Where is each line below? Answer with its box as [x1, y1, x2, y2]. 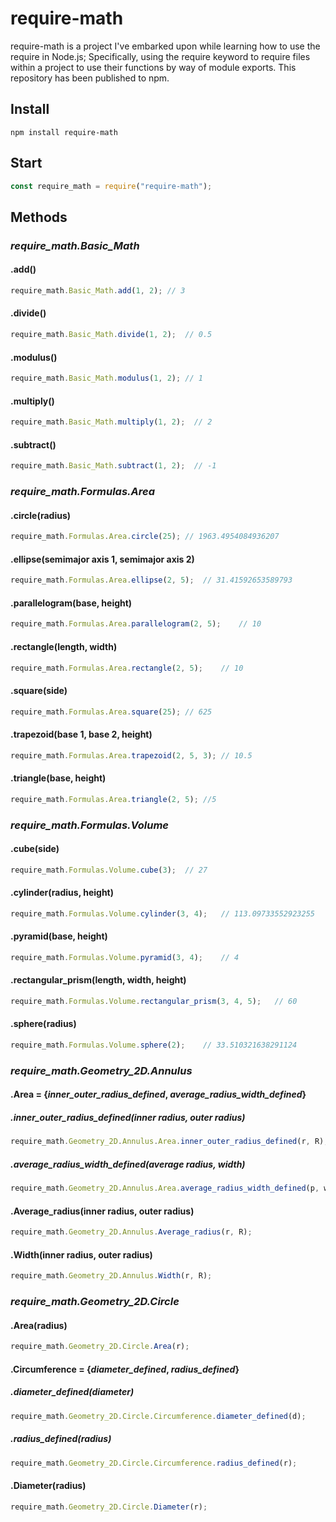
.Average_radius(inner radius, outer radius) [10, 1205, 195, 1217]
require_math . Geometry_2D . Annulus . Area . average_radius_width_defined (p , [10, 1183, 320, 1194]
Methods [10, 208, 68, 226]
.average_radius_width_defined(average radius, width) [10, 1158, 246, 1170]
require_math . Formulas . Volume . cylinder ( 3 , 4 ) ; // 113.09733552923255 [10, 908, 315, 919]
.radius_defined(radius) [10, 1433, 112, 1445]
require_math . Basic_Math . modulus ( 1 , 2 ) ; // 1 [10, 373, 203, 384]
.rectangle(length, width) [10, 640, 118, 652]
